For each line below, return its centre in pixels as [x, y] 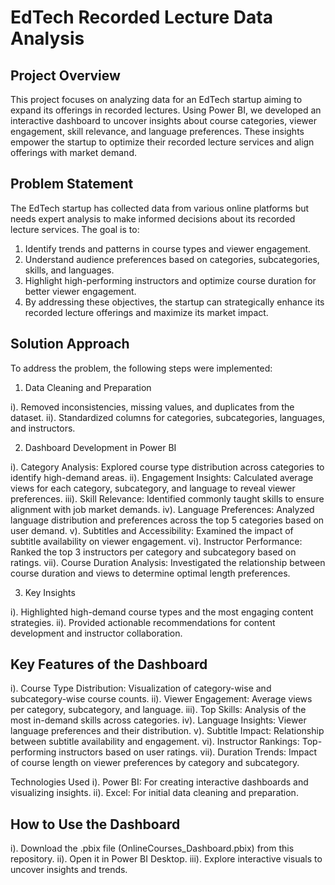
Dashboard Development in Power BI [100, 447]
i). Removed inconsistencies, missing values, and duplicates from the [152, 407]
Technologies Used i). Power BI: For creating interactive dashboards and [159, 782]
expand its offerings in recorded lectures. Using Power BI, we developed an [166, 110]
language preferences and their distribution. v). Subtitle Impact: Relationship [167, 731]
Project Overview [65, 75]
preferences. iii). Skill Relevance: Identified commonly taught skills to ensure [167, 498]
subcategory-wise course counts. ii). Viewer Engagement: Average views [161, 699]
